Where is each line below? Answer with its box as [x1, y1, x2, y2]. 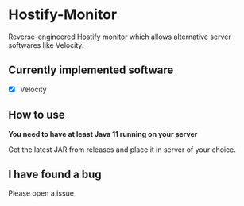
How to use [8, 108, 65, 122]
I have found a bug [8, 168, 102, 181]
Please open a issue [8, 189, 74, 198]
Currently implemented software [8, 64, 174, 77]
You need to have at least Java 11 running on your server [8, 129, 198, 138]
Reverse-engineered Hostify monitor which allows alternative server [8, 32, 232, 41]
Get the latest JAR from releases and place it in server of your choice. [8, 145, 236, 154]
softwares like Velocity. [8, 40, 84, 49]
